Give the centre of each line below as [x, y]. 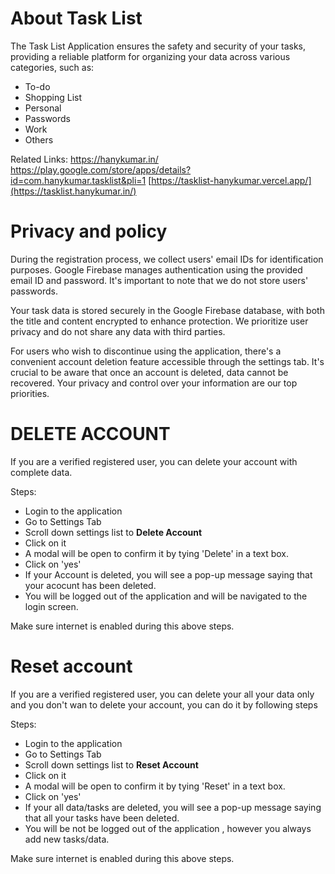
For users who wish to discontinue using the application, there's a [146, 351]
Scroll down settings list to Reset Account [111, 764]
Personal [43, 108]
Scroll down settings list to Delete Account [113, 532]
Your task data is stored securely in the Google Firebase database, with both [167, 310]
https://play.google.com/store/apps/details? [101, 169]
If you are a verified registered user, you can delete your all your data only [162, 694]
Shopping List [53, 97]
